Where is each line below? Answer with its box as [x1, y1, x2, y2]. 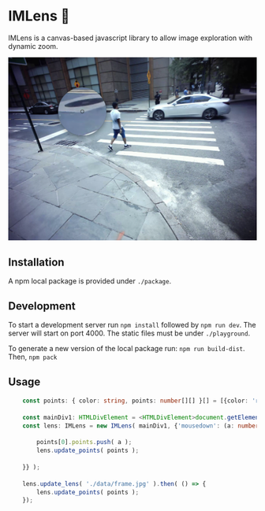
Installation [8, 255, 65, 268]
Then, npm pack [8, 352, 58, 361]
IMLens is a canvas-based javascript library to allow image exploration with [8, 33, 252, 43]
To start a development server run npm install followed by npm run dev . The [8, 320, 256, 330]
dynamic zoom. [8, 41, 58, 50]
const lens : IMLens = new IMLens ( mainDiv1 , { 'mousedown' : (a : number [22, 421, 259, 430]
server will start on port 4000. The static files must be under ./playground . [8, 328, 251, 338]
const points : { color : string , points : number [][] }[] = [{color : [22, 397, 248, 405]
